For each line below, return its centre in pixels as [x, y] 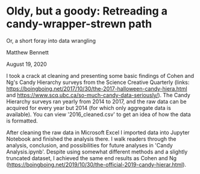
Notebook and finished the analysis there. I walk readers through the [91, 139]
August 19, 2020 [27, 64]
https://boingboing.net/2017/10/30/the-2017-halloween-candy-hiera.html [97, 88]
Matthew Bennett [28, 52]
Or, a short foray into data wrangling [51, 40]
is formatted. [22, 121]
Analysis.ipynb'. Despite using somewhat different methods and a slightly [97, 152]
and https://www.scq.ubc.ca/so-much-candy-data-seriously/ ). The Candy [98, 95]
